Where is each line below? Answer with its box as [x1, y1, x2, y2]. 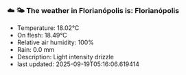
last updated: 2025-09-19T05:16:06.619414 [16, 60, 139, 68]
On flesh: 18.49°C [16, 31, 67, 40]
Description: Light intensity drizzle [16, 53, 115, 61]
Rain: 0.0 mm [16, 46, 55, 54]
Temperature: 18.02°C [16, 24, 80, 32]
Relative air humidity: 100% [16, 38, 95, 46]
